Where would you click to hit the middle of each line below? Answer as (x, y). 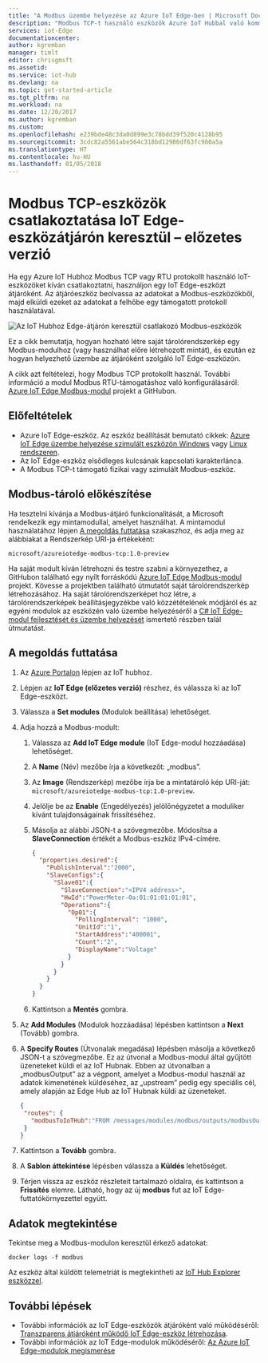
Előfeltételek (41, 416)
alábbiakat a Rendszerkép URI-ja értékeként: (81, 539)
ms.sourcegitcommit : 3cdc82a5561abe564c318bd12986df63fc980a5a (116, 142)
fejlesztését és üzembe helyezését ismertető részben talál (126, 619)
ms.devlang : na (33, 82)
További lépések (50, 1306)
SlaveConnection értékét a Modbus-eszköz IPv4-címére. (126, 838)
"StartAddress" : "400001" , (118, 935)
